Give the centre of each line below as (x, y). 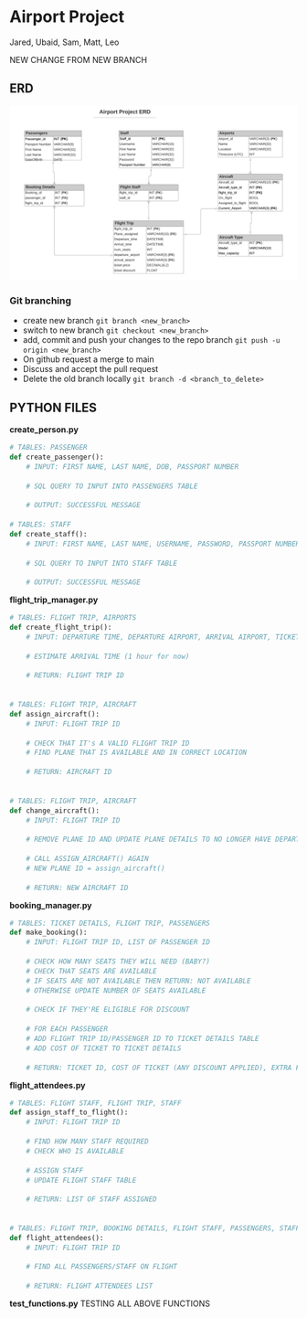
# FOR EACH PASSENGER (67, 1029)
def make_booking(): (49, 933)
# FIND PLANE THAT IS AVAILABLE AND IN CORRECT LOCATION (137, 753)
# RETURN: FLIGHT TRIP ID (75, 675)
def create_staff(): (49, 534)
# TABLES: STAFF (40, 525)
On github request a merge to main (88, 359)
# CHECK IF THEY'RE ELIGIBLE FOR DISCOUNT (108, 1010)
